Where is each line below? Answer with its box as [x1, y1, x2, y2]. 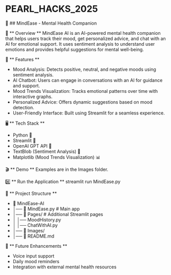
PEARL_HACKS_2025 [5, 3, 98, 15]
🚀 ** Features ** [5, 56, 40, 62]
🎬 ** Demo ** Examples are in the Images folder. [5, 166, 109, 172]
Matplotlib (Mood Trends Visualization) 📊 [12, 154, 101, 160]
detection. [12, 104, 34, 110]
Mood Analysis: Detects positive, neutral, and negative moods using [12, 66, 156, 72]
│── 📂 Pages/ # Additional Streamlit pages [12, 211, 103, 217]
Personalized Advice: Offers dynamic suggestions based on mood [12, 99, 153, 105]
